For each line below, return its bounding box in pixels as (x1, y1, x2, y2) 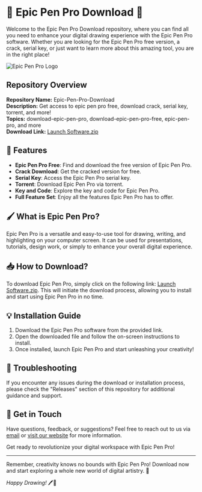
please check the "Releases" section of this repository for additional (6, 385, 176, 393)
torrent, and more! (6, 108, 51, 116)
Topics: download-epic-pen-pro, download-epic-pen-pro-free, (6, 115, 164, 122)
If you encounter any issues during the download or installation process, (6, 379, 185, 386)
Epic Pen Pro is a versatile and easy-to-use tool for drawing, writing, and (6, 230, 186, 238)
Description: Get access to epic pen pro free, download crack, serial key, (6, 102, 188, 109)
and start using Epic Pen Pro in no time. (6, 293, 104, 300)
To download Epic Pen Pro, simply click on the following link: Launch (6, 280, 176, 288)
